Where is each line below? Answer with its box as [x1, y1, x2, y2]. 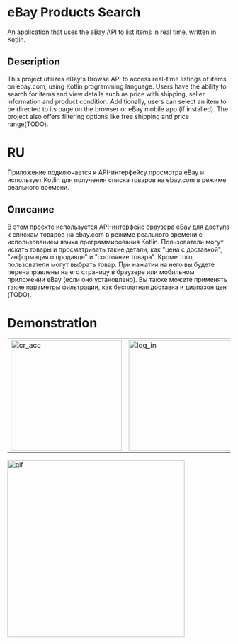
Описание [7, 203, 55, 216]
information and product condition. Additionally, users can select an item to [7, 97, 227, 106]
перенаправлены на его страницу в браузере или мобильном [7, 267, 195, 276]
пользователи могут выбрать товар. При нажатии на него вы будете [7, 260, 215, 269]
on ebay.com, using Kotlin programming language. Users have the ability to [7, 82, 227, 91]
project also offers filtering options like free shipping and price [7, 112, 190, 120]
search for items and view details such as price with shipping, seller [7, 89, 205, 98]
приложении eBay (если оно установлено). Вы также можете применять [7, 275, 228, 283]
